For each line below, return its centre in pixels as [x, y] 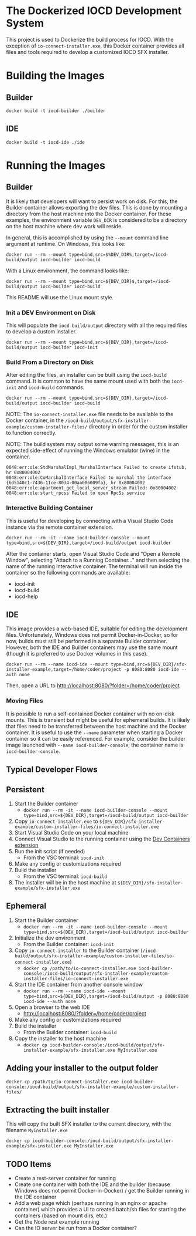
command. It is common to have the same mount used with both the [88, 381]
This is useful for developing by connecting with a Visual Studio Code [90, 521]
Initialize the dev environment [50, 938]
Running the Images [56, 165]
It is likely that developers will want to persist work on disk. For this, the [92, 201]
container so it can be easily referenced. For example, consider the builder [96, 738]
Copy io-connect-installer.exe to [56, 821]
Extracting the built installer [58, 1110]
